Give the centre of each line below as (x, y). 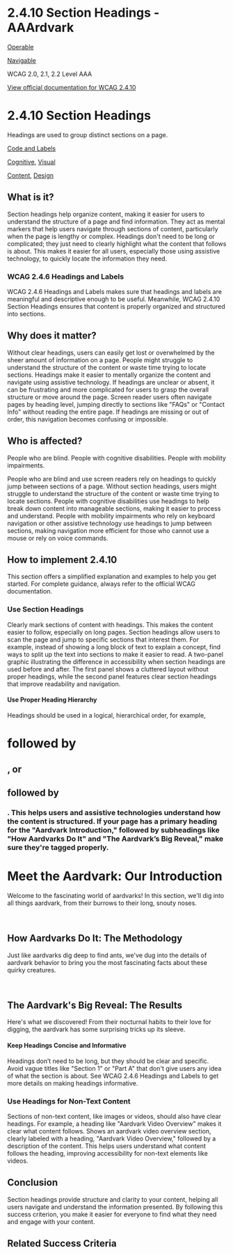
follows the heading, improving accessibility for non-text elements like (108, 1153)
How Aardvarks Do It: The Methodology (95, 938)
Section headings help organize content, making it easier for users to (106, 214)
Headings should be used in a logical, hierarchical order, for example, (107, 715)
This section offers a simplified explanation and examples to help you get (112, 577)
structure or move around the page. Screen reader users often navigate (110, 397)
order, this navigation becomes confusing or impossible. (88, 419)
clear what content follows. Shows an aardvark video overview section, (109, 1131)
